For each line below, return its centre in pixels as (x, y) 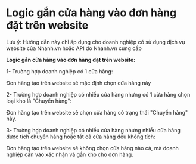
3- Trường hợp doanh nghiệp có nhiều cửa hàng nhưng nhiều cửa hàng (93, 130)
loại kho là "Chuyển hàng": (39, 101)
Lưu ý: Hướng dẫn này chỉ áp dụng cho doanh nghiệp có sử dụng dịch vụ (96, 42)
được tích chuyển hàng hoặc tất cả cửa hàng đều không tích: (81, 137)
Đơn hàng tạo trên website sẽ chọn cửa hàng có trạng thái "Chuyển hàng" (97, 112)
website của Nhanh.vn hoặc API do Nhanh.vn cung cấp (74, 48)
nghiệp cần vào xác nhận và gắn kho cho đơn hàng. (70, 154)
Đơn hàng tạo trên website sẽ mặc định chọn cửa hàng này (79, 83)
